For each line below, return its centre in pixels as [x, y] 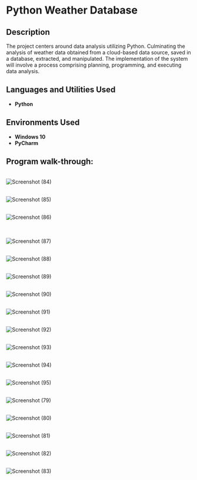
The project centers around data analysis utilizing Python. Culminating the [96, 46]
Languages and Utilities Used [61, 90]
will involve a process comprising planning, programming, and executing [94, 65]
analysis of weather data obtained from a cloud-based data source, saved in [98, 52]
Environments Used [43, 122]
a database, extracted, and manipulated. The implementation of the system [97, 59]
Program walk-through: [50, 162]
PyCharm [26, 143]
